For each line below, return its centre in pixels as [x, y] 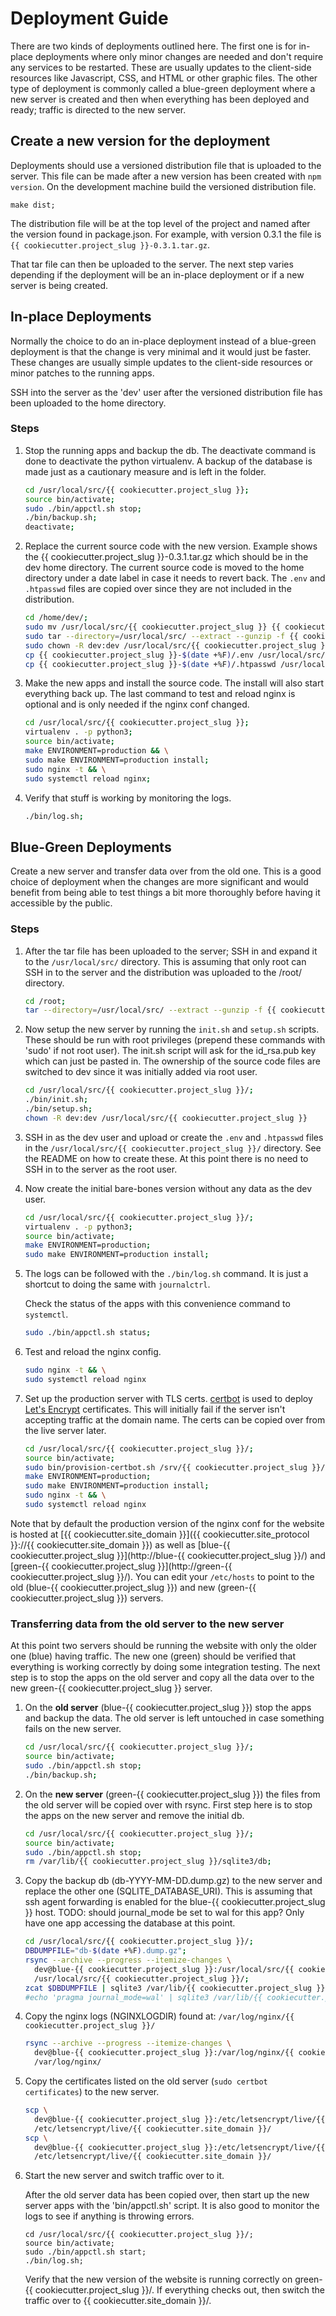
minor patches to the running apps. [82, 373]
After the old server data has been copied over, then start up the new [167, 2195]
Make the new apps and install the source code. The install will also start [174, 683]
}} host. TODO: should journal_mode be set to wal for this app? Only [164, 1913]
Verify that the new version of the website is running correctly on [158, 2279]
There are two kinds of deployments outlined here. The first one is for [153, 46]
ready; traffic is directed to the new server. [98, 109]
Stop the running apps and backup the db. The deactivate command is [170, 450]
